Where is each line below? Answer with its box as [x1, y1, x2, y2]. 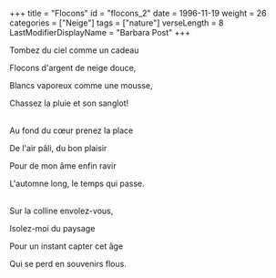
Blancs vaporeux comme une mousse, [9, 80, 153, 90]
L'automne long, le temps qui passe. [9, 178, 146, 189]
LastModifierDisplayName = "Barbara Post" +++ [9, 27, 191, 37]
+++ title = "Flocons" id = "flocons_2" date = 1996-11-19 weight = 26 [9, 8, 267, 18]
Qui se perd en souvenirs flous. [9, 259, 128, 269]
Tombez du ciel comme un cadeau [9, 45, 139, 56]
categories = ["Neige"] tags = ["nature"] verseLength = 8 [9, 17, 224, 28]
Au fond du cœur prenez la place [9, 125, 134, 136]
